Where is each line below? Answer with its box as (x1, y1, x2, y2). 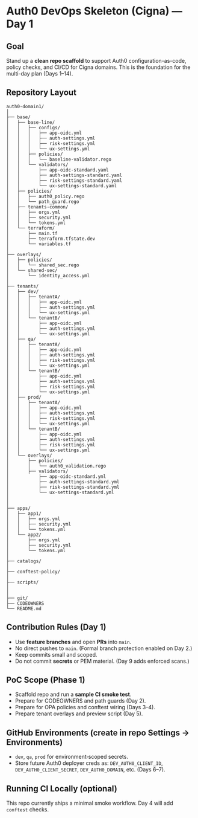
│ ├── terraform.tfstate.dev (6, 236, 96, 242)
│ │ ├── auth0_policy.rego (6, 193, 85, 199)
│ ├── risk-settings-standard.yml (6, 484, 120, 490)
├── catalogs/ (6, 558, 42, 564)
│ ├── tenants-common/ (6, 204, 69, 210)
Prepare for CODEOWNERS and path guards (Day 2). (14, 697, 146, 704)
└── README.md (6, 605, 42, 611)
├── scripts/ (6, 579, 39, 585)
